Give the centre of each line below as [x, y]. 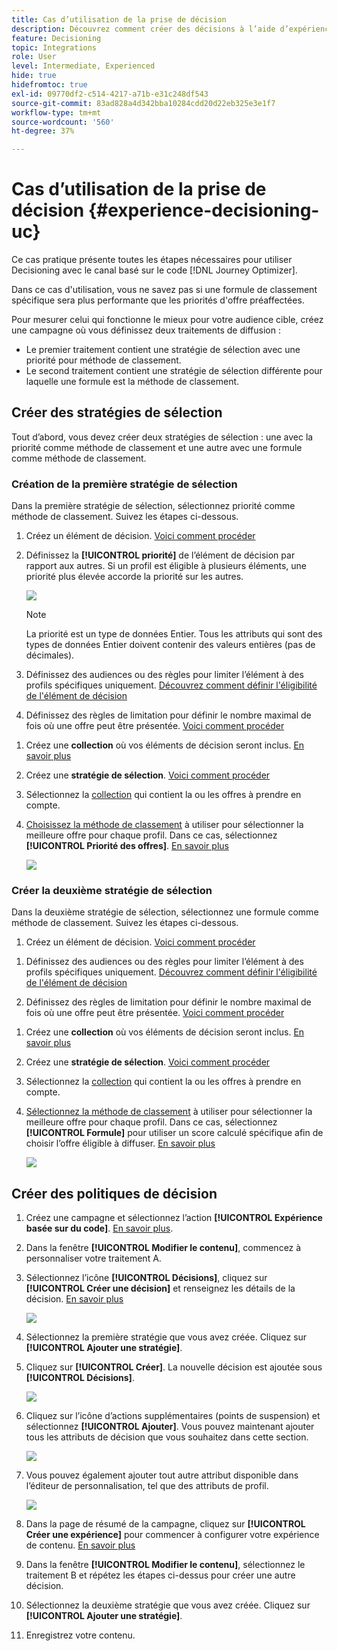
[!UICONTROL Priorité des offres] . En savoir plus [127, 846]
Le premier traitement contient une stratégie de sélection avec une [163, 350]
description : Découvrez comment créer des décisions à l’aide [143, 29]
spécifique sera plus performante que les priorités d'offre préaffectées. [158, 300]
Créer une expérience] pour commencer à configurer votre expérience [172, 1535]
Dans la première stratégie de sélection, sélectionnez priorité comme [153, 506]
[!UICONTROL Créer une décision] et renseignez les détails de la [160, 1288]
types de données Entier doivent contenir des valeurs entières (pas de [170, 645]
